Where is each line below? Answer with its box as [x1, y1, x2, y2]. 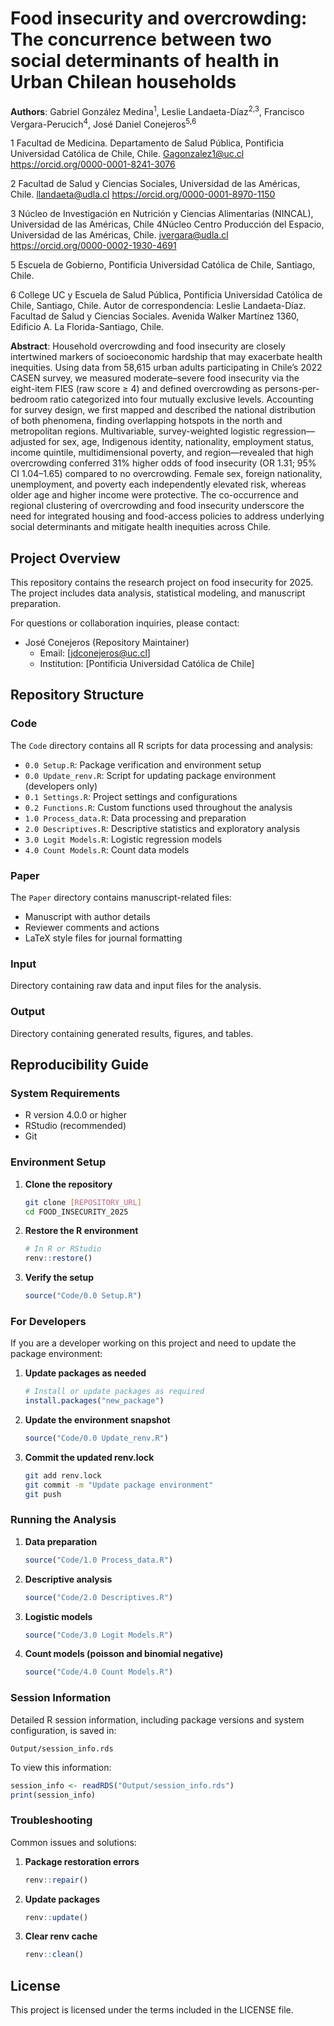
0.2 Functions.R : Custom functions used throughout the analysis [24, 801, 293, 813]
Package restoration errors [24, 1855, 140, 1867]
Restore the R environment [24, 1225, 139, 1237]
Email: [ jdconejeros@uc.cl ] [39, 647, 151, 659]
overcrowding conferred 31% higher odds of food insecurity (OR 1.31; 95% [10, 457, 317, 469]
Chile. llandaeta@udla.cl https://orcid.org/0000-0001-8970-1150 [10, 188, 276, 201]
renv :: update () [24, 1912, 89, 1922]
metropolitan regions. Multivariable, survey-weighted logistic [10, 425, 261, 437]
